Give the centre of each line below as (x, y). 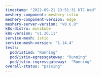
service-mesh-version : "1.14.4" (39, 43)
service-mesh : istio (27, 38)
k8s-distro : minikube (28, 29)
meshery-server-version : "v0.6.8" (42, 24)
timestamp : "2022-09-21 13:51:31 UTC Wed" (51, 10)
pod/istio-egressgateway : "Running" (48, 57)
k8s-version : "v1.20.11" (31, 33)
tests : (12, 48)
